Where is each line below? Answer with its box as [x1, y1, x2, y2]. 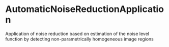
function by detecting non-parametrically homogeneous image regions [5, 36, 154, 42]
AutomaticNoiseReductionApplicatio [5, 3, 164, 15]
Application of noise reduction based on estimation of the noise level [5, 30, 149, 36]
